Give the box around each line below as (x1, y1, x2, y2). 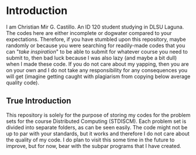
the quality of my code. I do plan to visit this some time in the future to (6, 136, 175, 143)
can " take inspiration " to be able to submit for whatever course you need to (6, 48, 188, 55)
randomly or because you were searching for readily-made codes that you (6, 42, 185, 49)
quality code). (6, 79, 40, 86)
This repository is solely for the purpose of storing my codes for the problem (6, 111, 191, 118)
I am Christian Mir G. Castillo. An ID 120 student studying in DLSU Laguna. (6, 23, 184, 30)
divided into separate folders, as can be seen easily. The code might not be (6, 124, 188, 131)
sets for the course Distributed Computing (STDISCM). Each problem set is (6, 118, 187, 125)
